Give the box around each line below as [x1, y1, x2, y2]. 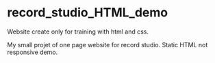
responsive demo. [7, 48, 58, 56]
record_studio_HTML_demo [7, 5, 168, 21]
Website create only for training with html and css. [7, 27, 149, 36]
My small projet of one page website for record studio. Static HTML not [7, 40, 208, 49]
